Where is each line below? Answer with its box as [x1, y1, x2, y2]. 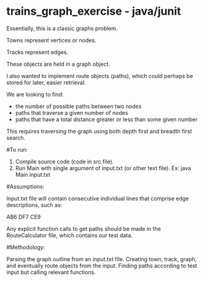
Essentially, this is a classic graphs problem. [6, 25, 118, 32]
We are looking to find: [6, 90, 64, 98]
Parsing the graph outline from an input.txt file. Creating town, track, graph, [6, 255, 197, 262]
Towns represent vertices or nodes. [6, 36, 96, 44]
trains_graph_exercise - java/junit [6, 4, 181, 18]
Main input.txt [15, 171, 51, 178]
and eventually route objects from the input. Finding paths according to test [6, 262, 198, 269]
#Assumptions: [6, 182, 45, 190]
